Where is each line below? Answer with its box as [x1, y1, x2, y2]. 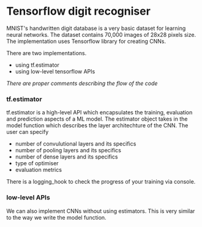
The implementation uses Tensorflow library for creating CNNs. [6, 37, 166, 45]
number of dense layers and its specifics [15, 153, 118, 160]
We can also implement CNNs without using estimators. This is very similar [6, 207, 195, 215]
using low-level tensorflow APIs [15, 67, 95, 75]
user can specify [6, 128, 49, 136]
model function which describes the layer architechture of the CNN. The [6, 122, 189, 129]
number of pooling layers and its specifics [15, 147, 121, 154]
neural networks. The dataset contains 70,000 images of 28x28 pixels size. [6, 31, 196, 38]
